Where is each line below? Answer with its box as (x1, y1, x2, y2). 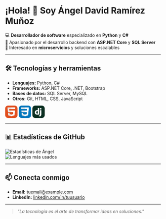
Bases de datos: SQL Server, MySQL (12, 90, 88, 96)
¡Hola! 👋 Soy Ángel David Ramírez (5, 5, 146, 16)
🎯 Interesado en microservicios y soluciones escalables (5, 45, 120, 51)
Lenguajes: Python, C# (12, 80, 60, 86)
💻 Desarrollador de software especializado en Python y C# (5, 32, 128, 38)
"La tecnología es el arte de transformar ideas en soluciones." (17, 209, 144, 215)
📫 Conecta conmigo (5, 173, 70, 182)
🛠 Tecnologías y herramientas (5, 64, 101, 73)
